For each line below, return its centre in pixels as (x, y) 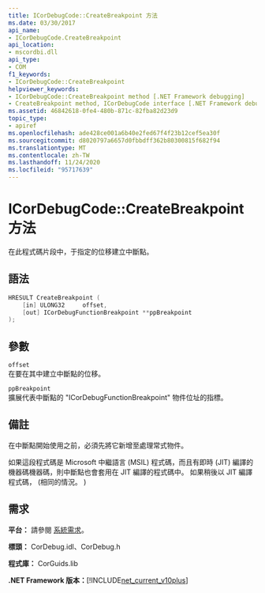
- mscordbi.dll (33, 52)
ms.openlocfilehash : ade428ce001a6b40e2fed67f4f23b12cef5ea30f (114, 133)
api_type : (24, 60)
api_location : (32, 45)
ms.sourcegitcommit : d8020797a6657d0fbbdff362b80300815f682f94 (114, 140)
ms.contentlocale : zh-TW (49, 155)
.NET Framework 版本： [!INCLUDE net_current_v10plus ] (98, 580)
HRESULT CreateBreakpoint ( (54, 297)
